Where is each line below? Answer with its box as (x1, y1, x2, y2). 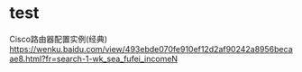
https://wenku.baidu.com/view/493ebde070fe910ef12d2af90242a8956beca (9, 43, 293, 54)
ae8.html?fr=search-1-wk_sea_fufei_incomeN (9, 53, 178, 64)
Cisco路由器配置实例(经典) (9, 33, 108, 44)
